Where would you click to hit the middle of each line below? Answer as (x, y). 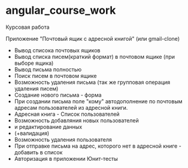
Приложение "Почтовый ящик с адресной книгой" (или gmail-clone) (93, 38)
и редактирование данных (48, 127)
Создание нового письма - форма (58, 95)
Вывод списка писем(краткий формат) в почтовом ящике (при (94, 56)
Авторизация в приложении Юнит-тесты (66, 158)
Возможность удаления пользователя (63, 139)
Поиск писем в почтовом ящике (55, 76)
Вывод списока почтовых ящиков (57, 50)
